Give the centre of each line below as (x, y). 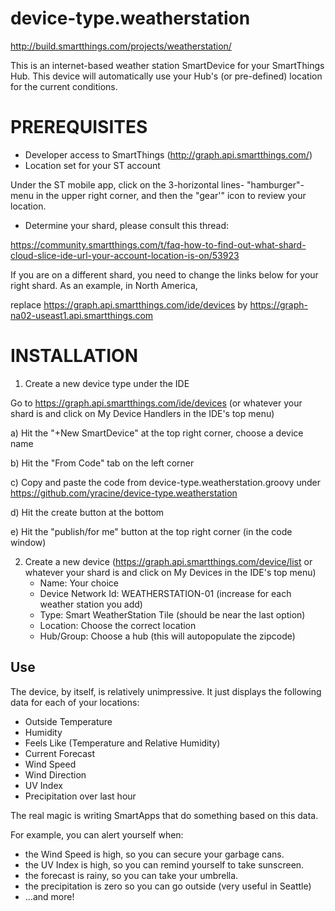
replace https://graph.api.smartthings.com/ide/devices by (129, 304)
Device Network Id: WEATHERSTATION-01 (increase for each (165, 593)
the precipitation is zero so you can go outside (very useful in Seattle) (168, 886)
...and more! (49, 896)
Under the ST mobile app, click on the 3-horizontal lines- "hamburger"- (157, 184)
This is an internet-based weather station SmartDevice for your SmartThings (167, 65)
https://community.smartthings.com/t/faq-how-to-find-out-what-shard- (158, 244)
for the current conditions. (64, 86)
